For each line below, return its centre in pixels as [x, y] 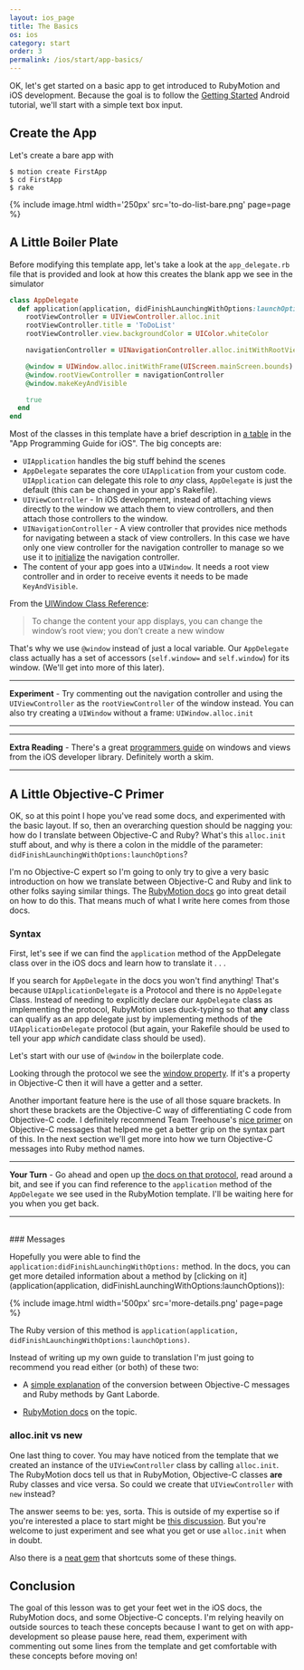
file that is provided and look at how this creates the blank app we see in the [151, 274]
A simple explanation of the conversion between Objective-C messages [156, 1385]
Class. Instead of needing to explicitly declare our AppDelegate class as [141, 1000]
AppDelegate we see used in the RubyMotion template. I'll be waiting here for [152, 1194]
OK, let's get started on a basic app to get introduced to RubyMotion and [145, 86]
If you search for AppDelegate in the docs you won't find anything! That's [144, 981]
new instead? [33, 1493]
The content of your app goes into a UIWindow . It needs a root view [146, 567]
